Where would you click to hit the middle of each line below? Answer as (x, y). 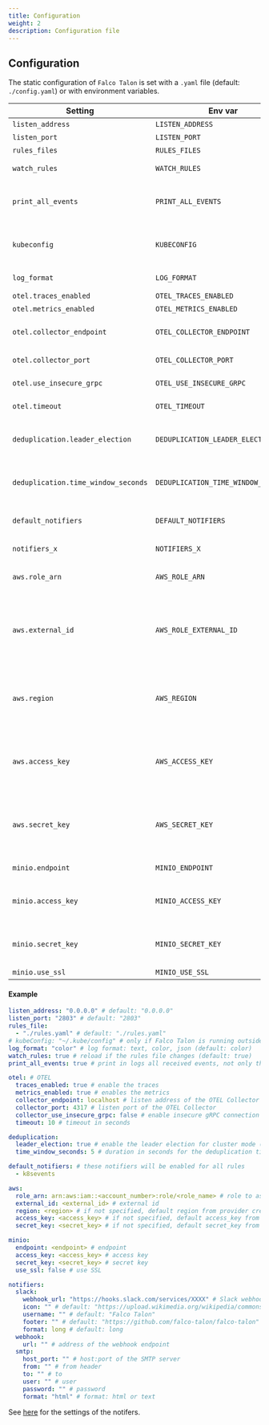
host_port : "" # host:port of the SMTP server (102, 1359)
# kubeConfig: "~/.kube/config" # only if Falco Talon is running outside (136, 1040)
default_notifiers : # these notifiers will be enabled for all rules (127, 1166)
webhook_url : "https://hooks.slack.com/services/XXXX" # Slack (130, 1300)
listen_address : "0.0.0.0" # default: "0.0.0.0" (91, 1011)
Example (23, 994)
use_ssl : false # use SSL (59, 1270)
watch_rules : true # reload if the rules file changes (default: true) (130, 1056)
